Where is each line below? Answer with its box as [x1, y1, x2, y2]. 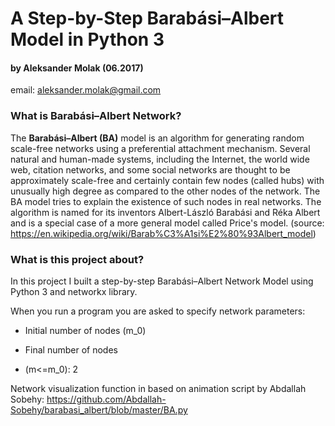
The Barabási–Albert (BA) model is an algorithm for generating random [10, 132, 305, 144]
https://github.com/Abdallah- [46, 393, 167, 405]
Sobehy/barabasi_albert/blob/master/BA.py [10, 403, 188, 416]
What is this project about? [10, 252, 145, 266]
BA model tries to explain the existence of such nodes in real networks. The [10, 195, 322, 207]
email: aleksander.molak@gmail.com [10, 84, 162, 96]
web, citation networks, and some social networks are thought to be [10, 163, 291, 176]
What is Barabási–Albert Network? [10, 109, 182, 123]
